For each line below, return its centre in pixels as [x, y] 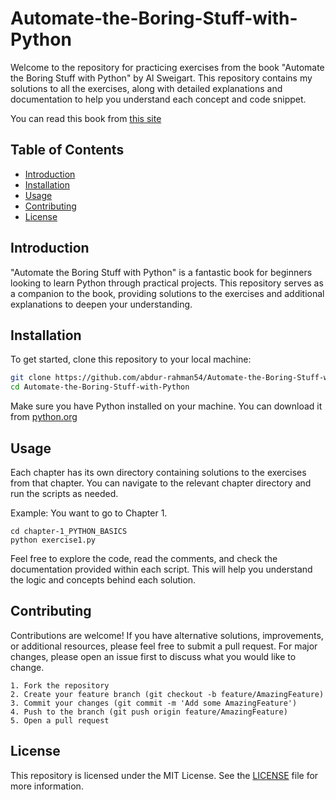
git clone [31, 378]
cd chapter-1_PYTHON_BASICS [69, 531]
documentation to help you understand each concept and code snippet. [158, 99]
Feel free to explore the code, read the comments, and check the [144, 558]
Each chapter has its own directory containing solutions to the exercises [158, 472]
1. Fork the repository [60, 685]
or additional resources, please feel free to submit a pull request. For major [164, 646]
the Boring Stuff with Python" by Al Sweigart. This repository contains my [161, 78]
